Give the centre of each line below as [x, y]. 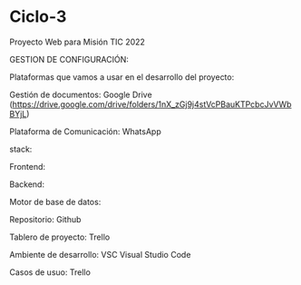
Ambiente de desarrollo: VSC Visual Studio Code [100, 254]
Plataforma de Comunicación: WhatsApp [85, 131]
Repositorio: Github [45, 219]
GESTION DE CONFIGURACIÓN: [69, 59]
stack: [21, 149]
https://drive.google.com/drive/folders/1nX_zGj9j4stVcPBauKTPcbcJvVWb [152, 104]
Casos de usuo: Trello [50, 272]
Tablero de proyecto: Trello [60, 237]
